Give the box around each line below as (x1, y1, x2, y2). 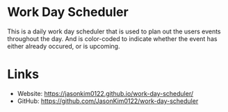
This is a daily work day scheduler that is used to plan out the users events (7, 27, 221, 35)
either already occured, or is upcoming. (7, 42, 120, 50)
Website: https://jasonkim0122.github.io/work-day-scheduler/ (17, 89, 193, 97)
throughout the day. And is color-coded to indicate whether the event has (7, 34, 218, 42)
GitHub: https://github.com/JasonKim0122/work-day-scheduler (17, 97, 199, 105)
